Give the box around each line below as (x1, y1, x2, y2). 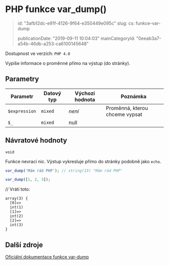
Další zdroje (5, 240, 43, 249)
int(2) (10, 214, 24, 219)
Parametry (5, 75, 39, 84)
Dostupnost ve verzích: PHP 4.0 (5, 50, 70, 56)
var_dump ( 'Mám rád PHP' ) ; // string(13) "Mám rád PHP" (5, 168, 123, 173)
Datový (43, 90, 61, 97)
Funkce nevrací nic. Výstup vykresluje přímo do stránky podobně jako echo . (5, 158, 161, 164)
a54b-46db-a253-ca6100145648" (17, 40, 89, 46)
